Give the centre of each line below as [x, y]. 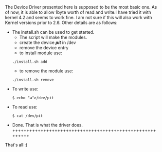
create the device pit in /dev [48, 43]
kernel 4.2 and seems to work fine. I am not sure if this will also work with [79, 17]
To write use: [25, 89]
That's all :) [16, 145]
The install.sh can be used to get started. [53, 32]
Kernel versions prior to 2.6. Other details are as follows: [61, 22]
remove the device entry [44, 48]
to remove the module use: [46, 71]
